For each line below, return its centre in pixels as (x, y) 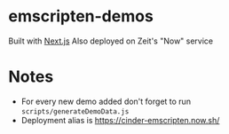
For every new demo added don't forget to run (106, 101)
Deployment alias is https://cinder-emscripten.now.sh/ (120, 120)
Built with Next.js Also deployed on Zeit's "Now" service (111, 41)
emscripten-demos (81, 16)
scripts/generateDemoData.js (75, 111)
